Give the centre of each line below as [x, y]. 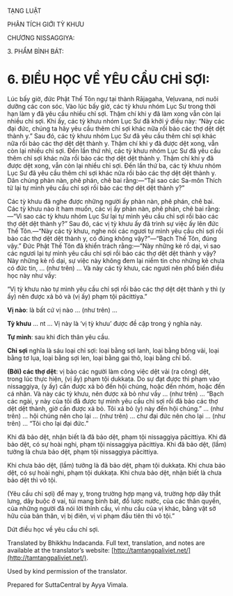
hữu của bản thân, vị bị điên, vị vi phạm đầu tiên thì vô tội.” [91, 516]
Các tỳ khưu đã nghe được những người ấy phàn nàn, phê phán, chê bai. [111, 201]
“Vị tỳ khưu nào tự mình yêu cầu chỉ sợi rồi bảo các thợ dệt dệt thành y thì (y [116, 289]
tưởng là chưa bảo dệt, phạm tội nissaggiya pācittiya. [83, 452]
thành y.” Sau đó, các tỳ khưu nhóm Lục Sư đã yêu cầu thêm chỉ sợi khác [112, 135]
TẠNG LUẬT [24, 11]
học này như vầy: [32, 275]
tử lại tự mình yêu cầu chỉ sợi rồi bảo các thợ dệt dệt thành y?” [96, 188]
